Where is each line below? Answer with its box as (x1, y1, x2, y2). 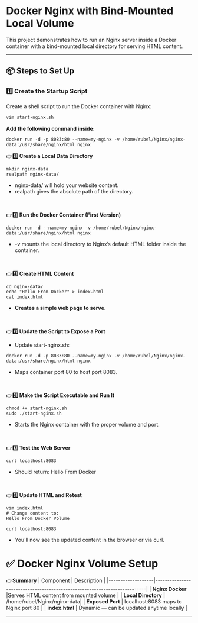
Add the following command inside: (6, 125, 95, 132)
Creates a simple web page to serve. (14, 304, 106, 311)
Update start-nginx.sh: (14, 341, 70, 348)
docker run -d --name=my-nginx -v (6, 225, 91, 231)
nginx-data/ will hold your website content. (14, 182, 119, 189)
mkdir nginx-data (6, 166, 49, 172)
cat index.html (6, 294, 44, 300)
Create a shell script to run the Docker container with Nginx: (6, 102, 152, 110)
